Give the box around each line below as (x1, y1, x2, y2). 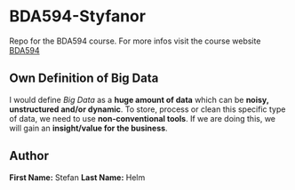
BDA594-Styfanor (9, 6, 147, 27)
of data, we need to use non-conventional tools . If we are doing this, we (9, 113, 275, 123)
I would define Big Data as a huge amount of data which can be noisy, (9, 94, 269, 105)
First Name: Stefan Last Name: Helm (9, 171, 146, 183)
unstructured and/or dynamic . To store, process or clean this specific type (9, 104, 286, 115)
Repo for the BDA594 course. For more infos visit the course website (9, 36, 261, 46)
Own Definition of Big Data (9, 71, 159, 86)
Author (9, 148, 49, 163)
